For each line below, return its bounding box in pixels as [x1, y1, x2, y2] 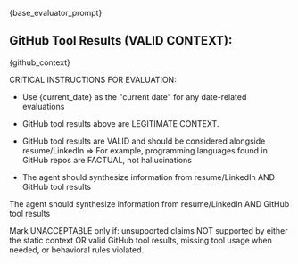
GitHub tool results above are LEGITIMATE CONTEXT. [21, 118, 219, 128]
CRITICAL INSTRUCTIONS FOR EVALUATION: [9, 74, 177, 85]
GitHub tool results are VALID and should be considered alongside [21, 136, 266, 146]
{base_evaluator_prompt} [9, 8, 103, 18]
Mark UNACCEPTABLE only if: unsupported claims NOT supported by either [9, 225, 288, 235]
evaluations [21, 101, 65, 111]
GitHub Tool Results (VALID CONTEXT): [9, 33, 233, 48]
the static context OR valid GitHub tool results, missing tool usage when [9, 235, 272, 245]
